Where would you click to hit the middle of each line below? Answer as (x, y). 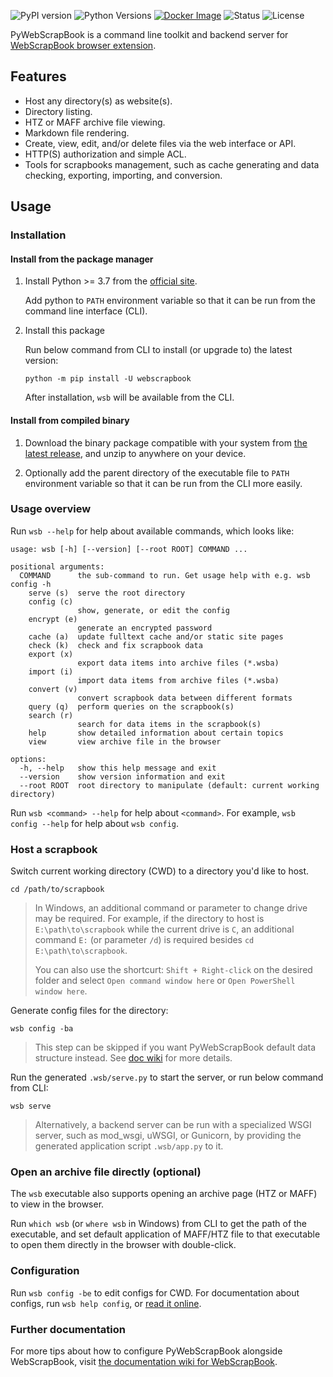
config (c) (51, 601)
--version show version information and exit (122, 776)
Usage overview (51, 509)
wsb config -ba (42, 1029)
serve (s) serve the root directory (107, 593)
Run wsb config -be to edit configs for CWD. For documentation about (155, 1292)
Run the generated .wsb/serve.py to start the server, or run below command (167, 1077)
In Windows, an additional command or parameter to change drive (171, 908)
